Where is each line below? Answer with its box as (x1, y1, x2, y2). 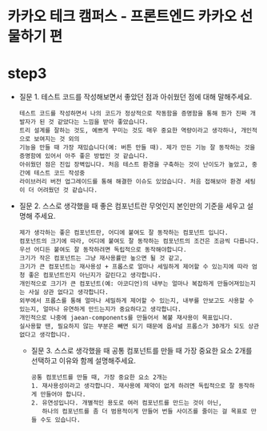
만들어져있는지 (217, 280, 257, 288)
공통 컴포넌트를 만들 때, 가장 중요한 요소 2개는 (30, 373, 168, 381)
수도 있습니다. (40, 416, 81, 425)
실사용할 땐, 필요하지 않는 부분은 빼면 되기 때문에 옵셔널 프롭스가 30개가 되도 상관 (18, 322, 260, 331)
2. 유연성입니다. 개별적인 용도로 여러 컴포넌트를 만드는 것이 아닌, (30, 399, 222, 407)
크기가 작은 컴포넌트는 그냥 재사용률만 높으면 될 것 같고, (18, 254, 183, 263)
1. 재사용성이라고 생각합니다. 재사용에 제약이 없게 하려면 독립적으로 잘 (30, 382, 235, 390)
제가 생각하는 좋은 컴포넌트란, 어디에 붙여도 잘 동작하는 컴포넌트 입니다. (18, 229, 229, 237)
